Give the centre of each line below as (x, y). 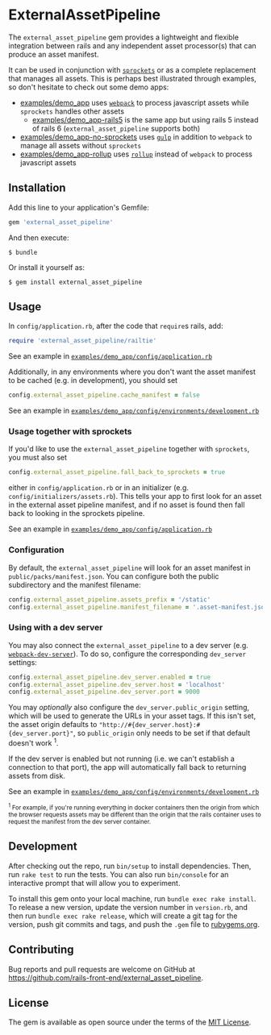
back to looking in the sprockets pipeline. (77, 513)
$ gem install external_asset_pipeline (75, 282)
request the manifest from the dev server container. (80, 821)
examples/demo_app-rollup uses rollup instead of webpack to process (136, 154)
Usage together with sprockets (70, 431)
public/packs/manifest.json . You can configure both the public (114, 576)
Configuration (36, 550)
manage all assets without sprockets (81, 145)
